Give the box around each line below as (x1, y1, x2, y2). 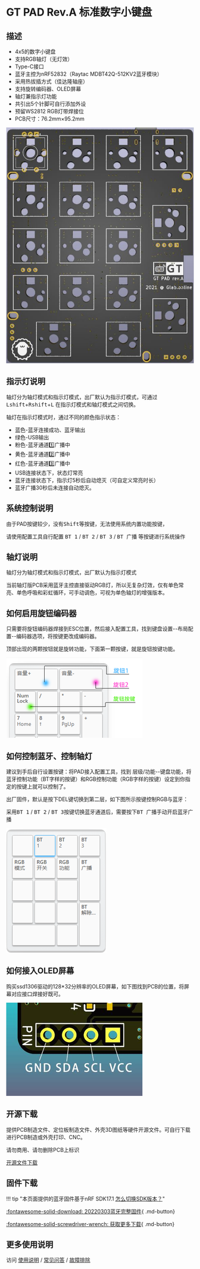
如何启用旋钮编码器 (6, 608, 77, 618)
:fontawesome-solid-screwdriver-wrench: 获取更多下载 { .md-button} (6, 1220, 175, 1227)
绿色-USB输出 (14, 433, 49, 441)
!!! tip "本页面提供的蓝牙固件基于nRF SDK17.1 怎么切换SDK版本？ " (6, 1195, 165, 1202)
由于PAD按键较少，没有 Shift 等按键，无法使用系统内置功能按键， (6, 520, 168, 527)
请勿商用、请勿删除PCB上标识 (6, 1146, 80, 1153)
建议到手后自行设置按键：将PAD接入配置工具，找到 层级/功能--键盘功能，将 (6, 768, 192, 775)
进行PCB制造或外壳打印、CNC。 (6, 1134, 86, 1141)
